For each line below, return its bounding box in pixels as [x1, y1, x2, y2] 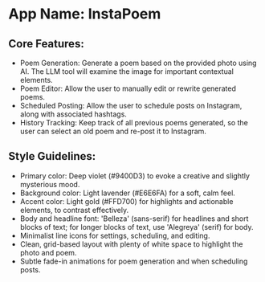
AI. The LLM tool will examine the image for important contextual [19, 67, 234, 76]
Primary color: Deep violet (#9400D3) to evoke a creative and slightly [19, 170, 251, 181]
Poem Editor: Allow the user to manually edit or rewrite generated [19, 84, 237, 93]
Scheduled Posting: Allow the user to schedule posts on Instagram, [19, 101, 243, 110]
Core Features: [8, 37, 84, 51]
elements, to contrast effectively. [19, 205, 129, 215]
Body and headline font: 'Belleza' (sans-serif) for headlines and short [19, 214, 249, 223]
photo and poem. [19, 247, 77, 257]
